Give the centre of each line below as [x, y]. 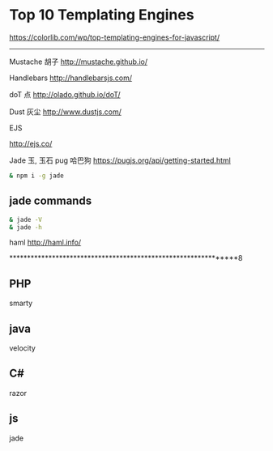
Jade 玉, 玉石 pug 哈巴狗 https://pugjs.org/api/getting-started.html [120, 160]
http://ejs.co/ [31, 143]
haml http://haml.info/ [45, 243]
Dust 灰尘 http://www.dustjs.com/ [66, 112]
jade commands [51, 201]
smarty [21, 303]
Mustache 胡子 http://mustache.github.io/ [79, 62]
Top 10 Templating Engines [102, 15]
